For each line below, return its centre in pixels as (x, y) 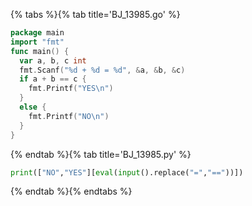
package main (37, 33)
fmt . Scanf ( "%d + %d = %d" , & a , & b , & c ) (102, 70)
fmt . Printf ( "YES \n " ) (71, 89)
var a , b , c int (53, 60)
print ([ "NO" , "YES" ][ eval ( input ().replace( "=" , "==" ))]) (127, 172)
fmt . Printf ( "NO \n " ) (69, 116)
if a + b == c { (53, 79)
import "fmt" (37, 42)
